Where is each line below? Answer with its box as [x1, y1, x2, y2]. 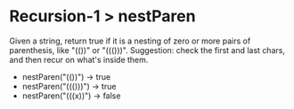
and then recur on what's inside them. [9, 54, 149, 65]
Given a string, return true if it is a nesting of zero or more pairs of [9, 35, 251, 46]
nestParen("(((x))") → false [21, 90, 121, 101]
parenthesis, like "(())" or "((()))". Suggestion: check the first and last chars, [9, 44, 285, 55]
